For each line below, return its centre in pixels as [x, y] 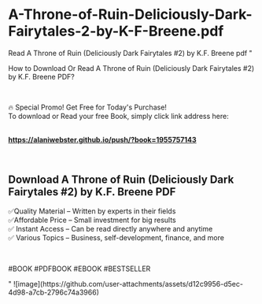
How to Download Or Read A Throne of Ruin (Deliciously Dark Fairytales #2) [131, 68]
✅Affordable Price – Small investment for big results [92, 220]
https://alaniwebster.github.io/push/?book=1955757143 [102, 139]
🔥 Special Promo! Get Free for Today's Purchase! [88, 107]
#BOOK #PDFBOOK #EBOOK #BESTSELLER [79, 269]
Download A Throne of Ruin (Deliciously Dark [121, 180]
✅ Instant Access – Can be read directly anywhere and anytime [111, 228]
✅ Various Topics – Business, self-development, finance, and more [116, 237]
